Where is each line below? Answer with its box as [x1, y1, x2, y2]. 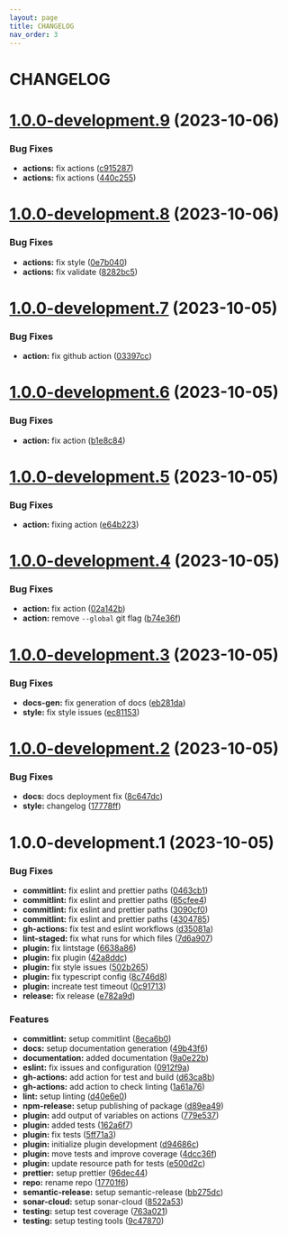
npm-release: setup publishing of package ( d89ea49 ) [22, 1101, 224, 1111]
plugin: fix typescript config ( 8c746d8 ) [22, 971, 168, 982]
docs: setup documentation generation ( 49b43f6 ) [22, 1043, 209, 1054]
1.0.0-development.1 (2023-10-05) [9, 832, 274, 853]
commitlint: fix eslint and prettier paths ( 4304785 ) [22, 913, 211, 925]
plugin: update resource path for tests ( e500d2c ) [22, 1158, 205, 1169]
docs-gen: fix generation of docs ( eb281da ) [22, 696, 186, 708]
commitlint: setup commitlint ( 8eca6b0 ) [22, 1034, 172, 1045]
